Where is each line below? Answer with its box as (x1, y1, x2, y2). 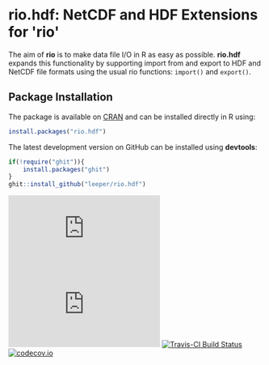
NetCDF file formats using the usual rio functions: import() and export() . (8, 66, 252, 76)
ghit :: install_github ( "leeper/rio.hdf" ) (8, 180, 147, 189)
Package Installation (8, 91, 113, 104)
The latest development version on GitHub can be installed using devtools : (8, 142, 258, 151)
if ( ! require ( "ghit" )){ (8, 158, 85, 166)
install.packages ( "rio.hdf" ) (8, 127, 107, 135)
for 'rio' (8, 23, 60, 41)
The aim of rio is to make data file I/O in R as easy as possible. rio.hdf (8, 49, 241, 59)
